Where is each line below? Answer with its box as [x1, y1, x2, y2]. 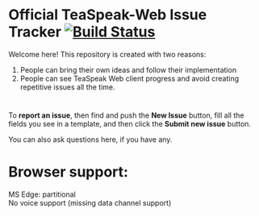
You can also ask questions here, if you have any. [8, 135, 173, 144]
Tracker [8, 23, 62, 41]
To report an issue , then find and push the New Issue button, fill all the [8, 110, 244, 120]
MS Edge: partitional [8, 189, 77, 199]
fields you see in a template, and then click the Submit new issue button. [8, 119, 252, 129]
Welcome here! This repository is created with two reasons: [8, 49, 207, 59]
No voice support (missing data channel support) [8, 198, 172, 208]
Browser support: [8, 163, 129, 181]
